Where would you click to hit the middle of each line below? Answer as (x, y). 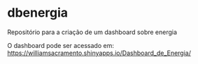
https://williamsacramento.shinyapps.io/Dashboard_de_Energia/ (99, 53)
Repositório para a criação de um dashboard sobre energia (92, 32)
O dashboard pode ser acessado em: (61, 45)
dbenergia (38, 13)
